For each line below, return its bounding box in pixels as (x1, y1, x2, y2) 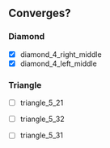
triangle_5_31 (19, 130, 63, 141)
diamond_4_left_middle (19, 59, 97, 68)
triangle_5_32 (19, 114, 65, 124)
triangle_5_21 (19, 98, 64, 108)
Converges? (8, 7, 71, 20)
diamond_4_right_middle (19, 49, 103, 59)
